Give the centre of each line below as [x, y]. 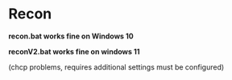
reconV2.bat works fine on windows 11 [74, 51]
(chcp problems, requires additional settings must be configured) [116, 67]
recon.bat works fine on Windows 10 [71, 36]
